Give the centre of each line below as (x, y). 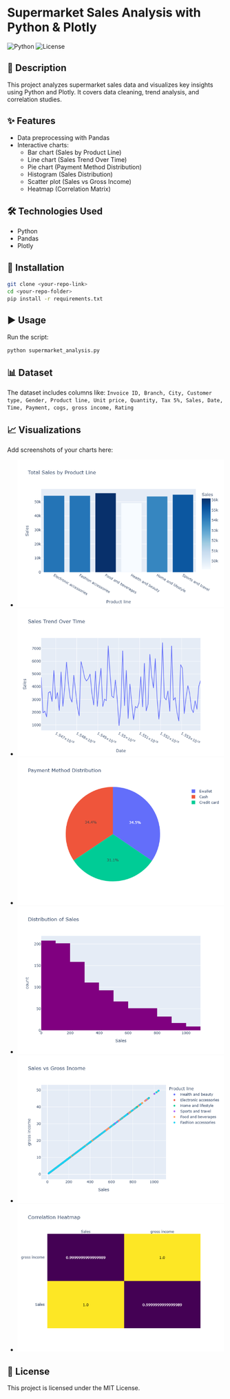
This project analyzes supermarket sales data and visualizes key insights (110, 85)
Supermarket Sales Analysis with (104, 13)
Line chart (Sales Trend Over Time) (77, 159)
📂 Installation (36, 268)
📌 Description (37, 68)
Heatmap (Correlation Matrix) (69, 189)
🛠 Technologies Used (55, 211)
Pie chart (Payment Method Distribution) (85, 167)
